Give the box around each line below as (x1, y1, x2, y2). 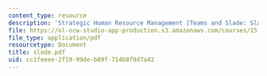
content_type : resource (8, 11, 87, 20)
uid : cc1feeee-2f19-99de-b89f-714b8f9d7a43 (8, 56, 155, 64)
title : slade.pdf (8, 48, 66, 56)
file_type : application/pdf (8, 33, 102, 42)
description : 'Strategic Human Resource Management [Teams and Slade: (8, 19, 247, 27)
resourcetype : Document (8, 41, 87, 49)
